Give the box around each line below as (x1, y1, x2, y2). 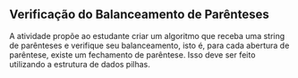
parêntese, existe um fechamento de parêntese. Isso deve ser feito (9, 49, 256, 60)
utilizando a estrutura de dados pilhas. (9, 58, 150, 69)
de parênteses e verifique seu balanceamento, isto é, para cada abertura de (9, 40, 290, 51)
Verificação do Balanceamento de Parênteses (9, 7, 270, 22)
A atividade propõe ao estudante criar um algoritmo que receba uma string (9, 30, 285, 41)
